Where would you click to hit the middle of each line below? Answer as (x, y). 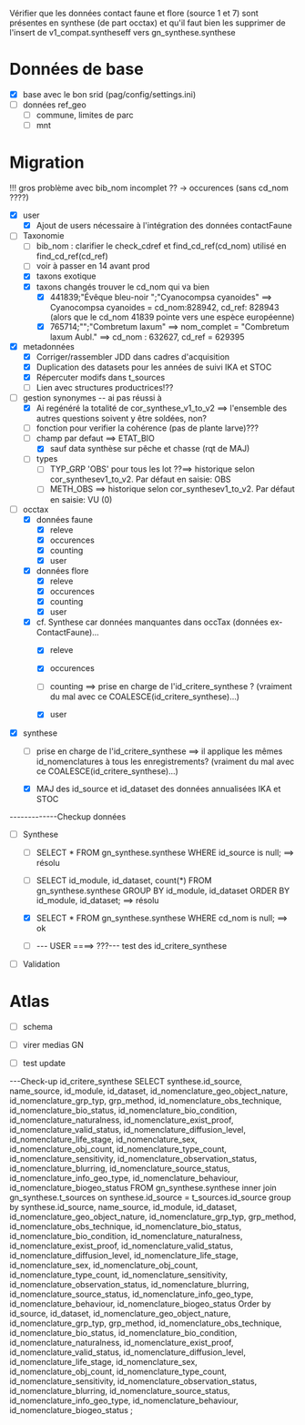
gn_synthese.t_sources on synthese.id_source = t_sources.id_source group (150, 1197)
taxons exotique (66, 276)
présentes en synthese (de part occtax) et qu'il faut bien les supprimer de (147, 23)
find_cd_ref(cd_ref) (72, 256)
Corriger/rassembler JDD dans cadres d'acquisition (133, 356)
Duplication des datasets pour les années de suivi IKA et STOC (154, 367)
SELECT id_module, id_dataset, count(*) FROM (124, 880)
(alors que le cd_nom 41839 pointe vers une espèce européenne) (172, 317)
